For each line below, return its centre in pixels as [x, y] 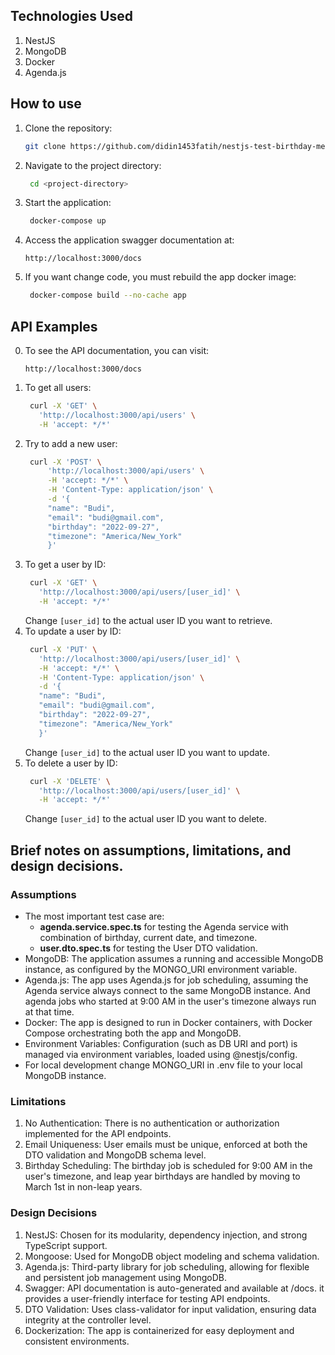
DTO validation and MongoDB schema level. [115, 1155]
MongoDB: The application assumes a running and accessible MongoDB [174, 958]
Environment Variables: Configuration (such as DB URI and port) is [161, 1043]
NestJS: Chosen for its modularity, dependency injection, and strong [166, 1235]
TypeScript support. [66, 1245]
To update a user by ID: [73, 631]
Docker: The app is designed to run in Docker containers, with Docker [168, 1022]
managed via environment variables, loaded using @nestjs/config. [161, 1054]
